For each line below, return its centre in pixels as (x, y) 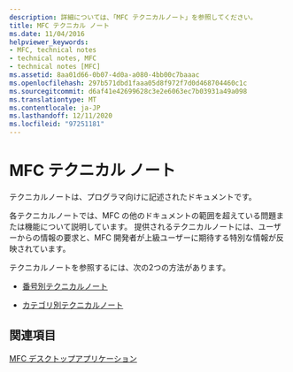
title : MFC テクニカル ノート (60, 26)
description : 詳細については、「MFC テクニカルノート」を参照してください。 (133, 17)
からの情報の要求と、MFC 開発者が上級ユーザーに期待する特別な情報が (146, 237)
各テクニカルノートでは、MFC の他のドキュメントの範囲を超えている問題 (143, 215)
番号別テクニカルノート (65, 286)
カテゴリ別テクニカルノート (73, 305)
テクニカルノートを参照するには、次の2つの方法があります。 (120, 267)
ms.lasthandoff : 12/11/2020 (61, 116)
